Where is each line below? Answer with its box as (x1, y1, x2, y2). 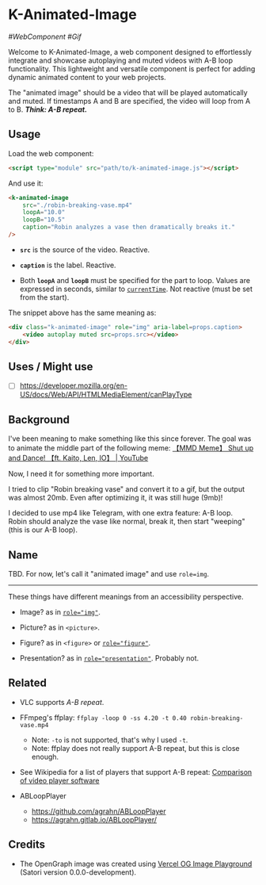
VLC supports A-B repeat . (19, 697, 104, 707)
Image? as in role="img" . (19, 607, 101, 616)
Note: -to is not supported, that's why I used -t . (31, 735, 188, 745)
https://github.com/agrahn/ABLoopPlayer (31, 806, 166, 816)
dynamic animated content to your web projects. (8, 72, 166, 82)
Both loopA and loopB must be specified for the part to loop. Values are (19, 275, 251, 285)
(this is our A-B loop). (8, 525, 78, 534)
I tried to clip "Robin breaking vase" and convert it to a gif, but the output (8, 485, 245, 494)
